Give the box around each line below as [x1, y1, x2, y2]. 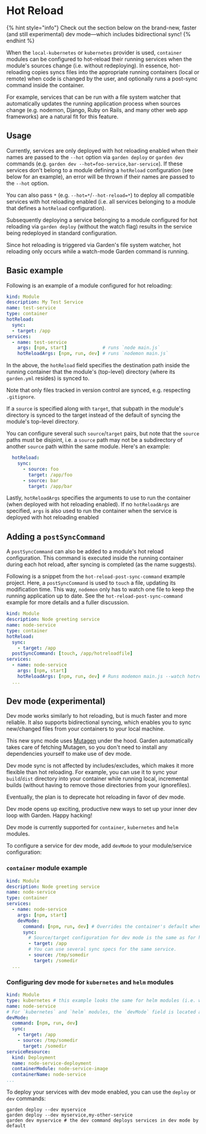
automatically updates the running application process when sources [6, 99, 181, 107]
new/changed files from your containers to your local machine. [6, 725, 166, 733]
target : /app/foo [28, 471, 72, 478]
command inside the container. [6, 81, 85, 89]
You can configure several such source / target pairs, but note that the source [6, 430, 200, 437]
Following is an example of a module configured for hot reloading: [6, 281, 173, 289]
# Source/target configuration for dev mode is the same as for [28, 935, 196, 941]
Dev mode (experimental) [6, 696, 106, 707]
